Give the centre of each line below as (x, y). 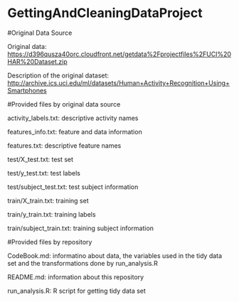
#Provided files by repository (50, 242)
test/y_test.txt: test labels (44, 173)
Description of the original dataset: (58, 75)
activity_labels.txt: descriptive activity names (73, 118)
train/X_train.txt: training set (48, 200)
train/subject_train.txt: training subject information (81, 228)
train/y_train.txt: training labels (52, 214)
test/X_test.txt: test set (40, 159)
